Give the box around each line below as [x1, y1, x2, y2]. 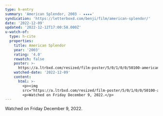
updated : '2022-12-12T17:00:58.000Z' [5, 25, 81, 30]
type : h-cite [9, 34, 36, 39]
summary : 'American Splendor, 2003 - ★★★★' [5, 12, 95, 16]
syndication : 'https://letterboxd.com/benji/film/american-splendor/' [5, 16, 151, 21]
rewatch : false [14, 57, 45, 61]
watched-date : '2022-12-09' [14, 70, 70, 75]
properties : [9, 39, 34, 43]
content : [14, 74, 32, 79]
